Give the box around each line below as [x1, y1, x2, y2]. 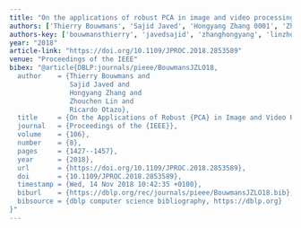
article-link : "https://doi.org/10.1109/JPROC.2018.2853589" [9, 47, 243, 56]
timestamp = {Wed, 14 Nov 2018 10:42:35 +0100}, [17, 180, 202, 189]
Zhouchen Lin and [69, 96, 134, 106]
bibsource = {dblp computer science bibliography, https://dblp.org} [17, 197, 282, 206]
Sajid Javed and [69, 80, 130, 89]
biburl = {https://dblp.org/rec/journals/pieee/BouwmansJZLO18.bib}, [17, 189, 295, 197]
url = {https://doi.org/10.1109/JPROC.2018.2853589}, [17, 163, 246, 172]
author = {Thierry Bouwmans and [17, 72, 150, 81]
